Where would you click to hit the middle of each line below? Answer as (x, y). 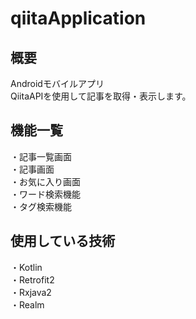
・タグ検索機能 (41, 206)
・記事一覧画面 (41, 156)
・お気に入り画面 (45, 181)
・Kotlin (26, 267)
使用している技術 (63, 241)
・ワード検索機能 (45, 194)
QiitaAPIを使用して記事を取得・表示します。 (101, 96)
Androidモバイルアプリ (57, 83)
